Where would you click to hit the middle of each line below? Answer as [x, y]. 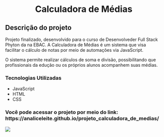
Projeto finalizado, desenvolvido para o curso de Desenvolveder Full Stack [82, 39]
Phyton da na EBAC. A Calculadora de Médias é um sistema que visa [76, 45]
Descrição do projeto [38, 28]
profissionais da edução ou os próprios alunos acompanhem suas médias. [82, 65]
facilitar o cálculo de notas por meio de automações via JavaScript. [74, 50]
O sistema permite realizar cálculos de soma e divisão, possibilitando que [81, 60]
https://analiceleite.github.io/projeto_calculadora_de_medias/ [82, 119]
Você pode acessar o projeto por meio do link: [62, 112]
